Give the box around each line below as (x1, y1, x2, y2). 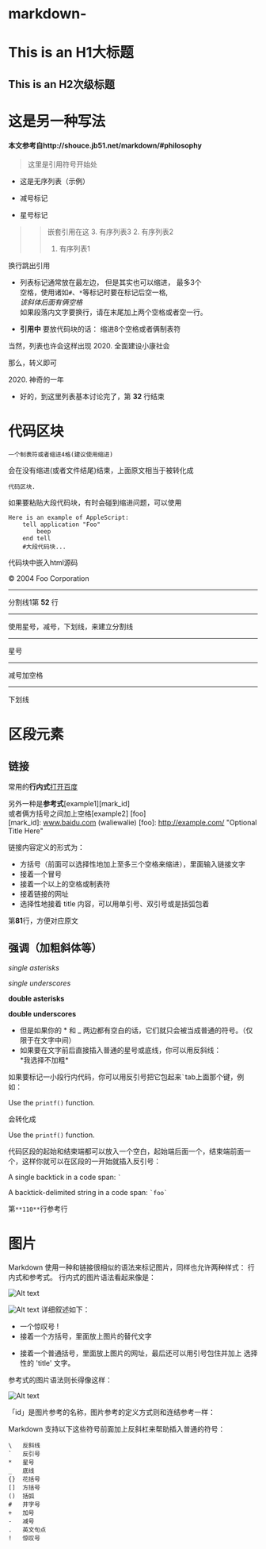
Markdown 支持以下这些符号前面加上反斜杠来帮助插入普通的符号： (8, 1424, 226, 1433)
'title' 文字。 (35, 1358, 75, 1367)
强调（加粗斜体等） (8, 941, 102, 955)
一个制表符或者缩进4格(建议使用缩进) (8, 451, 113, 459)
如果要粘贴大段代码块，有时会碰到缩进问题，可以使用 (8, 498, 182, 508)
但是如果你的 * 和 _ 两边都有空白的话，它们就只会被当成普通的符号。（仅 (19, 1025, 253, 1035)
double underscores (8, 1009, 77, 1018)
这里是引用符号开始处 (27, 160, 97, 169)
